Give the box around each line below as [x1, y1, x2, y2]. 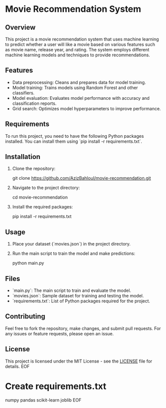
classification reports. [12, 100, 57, 106]
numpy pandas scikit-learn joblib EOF [5, 397, 82, 403]
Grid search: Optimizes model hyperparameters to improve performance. [12, 105, 161, 112]
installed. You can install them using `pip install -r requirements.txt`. [5, 138, 142, 144]
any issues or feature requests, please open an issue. [5, 330, 114, 336]
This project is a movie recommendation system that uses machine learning [5, 36, 159, 42]
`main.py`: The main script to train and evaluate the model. [12, 287, 131, 293]
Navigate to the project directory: [12, 185, 80, 191]
